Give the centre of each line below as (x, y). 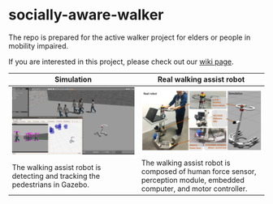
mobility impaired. (39, 45)
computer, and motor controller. (194, 189)
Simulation (73, 79)
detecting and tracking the (56, 176)
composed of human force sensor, (199, 172)
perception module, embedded (193, 181)
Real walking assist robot (201, 79)
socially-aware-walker (86, 15)
